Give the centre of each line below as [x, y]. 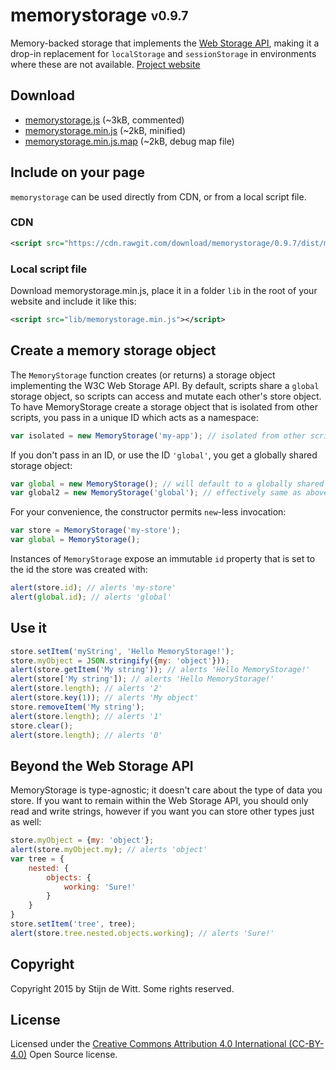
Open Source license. [73, 1055]
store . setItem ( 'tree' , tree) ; [73, 924]
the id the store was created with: [79, 570]
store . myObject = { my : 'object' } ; [82, 840]
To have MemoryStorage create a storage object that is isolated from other [164, 406]
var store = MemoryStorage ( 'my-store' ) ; [96, 530]
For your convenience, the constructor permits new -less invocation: [148, 512]
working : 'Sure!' [100, 887]
